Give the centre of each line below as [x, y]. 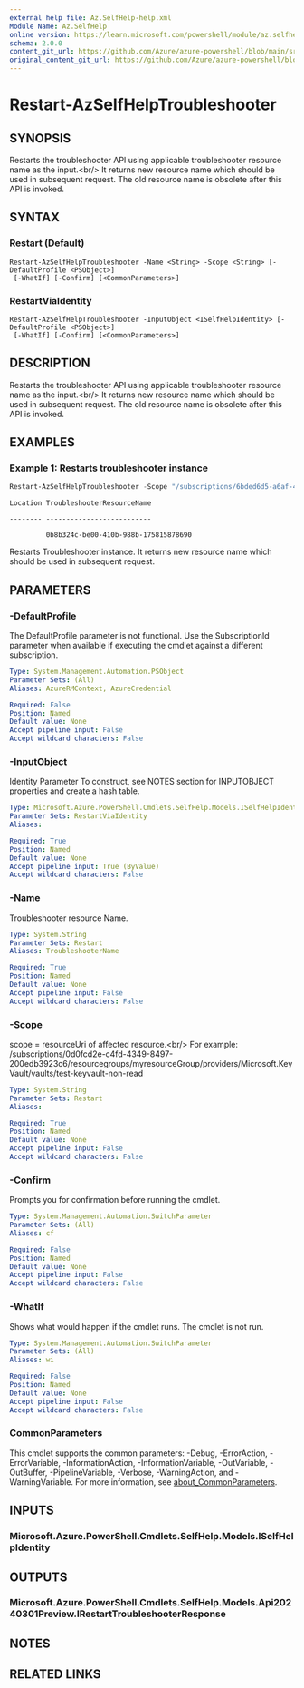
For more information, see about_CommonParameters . [176, 1482]
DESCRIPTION [50, 363]
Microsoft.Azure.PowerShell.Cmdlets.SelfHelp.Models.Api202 [151, 1603]
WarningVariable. [42, 1482]
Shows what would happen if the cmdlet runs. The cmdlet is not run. [137, 1326]
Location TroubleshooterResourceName [81, 503]
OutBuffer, [28, 1472]
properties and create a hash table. [75, 791]
